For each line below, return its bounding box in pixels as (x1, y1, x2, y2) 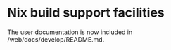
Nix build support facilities (7, 5, 165, 21)
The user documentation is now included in (7, 28, 133, 36)
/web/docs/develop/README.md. (7, 35, 105, 43)
